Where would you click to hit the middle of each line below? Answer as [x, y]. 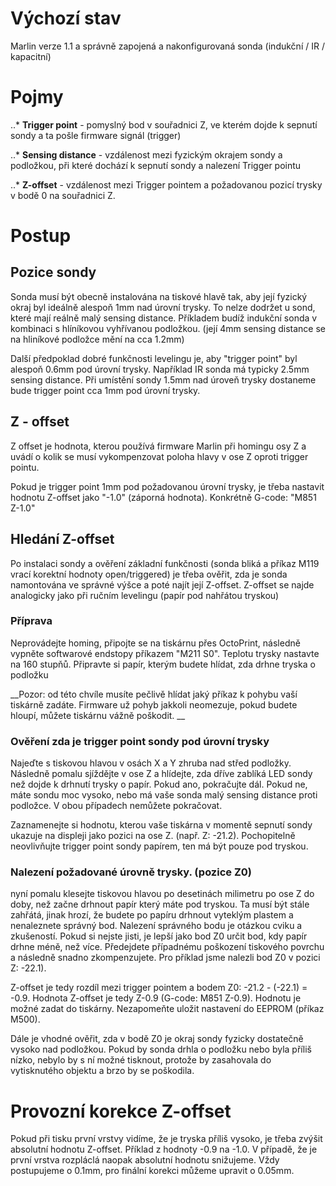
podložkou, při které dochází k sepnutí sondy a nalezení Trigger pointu [156, 165]
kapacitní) [31, 56]
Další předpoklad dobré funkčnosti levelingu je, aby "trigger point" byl [154, 358]
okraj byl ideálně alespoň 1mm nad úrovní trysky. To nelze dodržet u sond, [163, 307]
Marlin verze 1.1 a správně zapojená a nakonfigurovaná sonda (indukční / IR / [167, 46]
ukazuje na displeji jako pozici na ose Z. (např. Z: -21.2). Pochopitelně [153, 836]
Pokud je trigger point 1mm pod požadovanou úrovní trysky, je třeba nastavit [167, 486]
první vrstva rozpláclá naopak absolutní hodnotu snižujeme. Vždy [145, 1160]
